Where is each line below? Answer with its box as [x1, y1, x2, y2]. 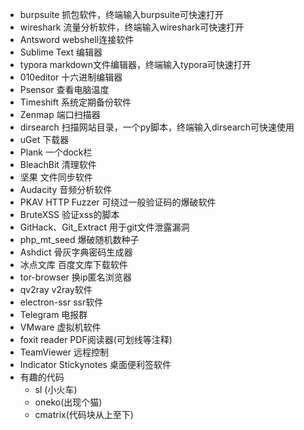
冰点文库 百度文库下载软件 [19, 259, 128, 270]
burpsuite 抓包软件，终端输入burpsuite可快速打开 [19, 9, 224, 20]
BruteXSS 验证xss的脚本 [19, 209, 120, 220]
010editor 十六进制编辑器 [19, 71, 123, 83]
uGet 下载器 [19, 134, 70, 145]
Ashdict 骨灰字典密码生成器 [19, 246, 133, 258]
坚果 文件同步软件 [19, 171, 93, 183]
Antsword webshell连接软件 [19, 34, 135, 45]
